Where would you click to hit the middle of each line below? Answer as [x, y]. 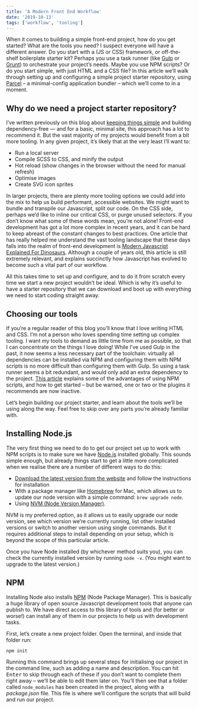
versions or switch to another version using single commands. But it [89, 527]
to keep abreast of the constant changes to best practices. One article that [97, 234]
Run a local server [37, 153]
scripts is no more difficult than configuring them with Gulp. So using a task [98, 366]
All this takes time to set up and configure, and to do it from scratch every [96, 276]
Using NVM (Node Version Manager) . [60, 503]
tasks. [14, 622]
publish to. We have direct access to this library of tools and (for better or [95, 610]
